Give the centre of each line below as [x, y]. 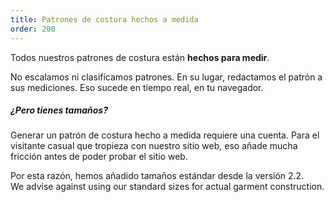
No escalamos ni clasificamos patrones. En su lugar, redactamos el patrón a [166, 77]
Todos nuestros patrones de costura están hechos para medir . [140, 57]
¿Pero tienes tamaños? [59, 110]
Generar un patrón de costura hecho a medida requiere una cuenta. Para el [165, 135]
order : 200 [33, 29]
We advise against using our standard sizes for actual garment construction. [167, 187]
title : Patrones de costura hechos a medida [104, 19]
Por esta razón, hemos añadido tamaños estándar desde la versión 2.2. [157, 176]
